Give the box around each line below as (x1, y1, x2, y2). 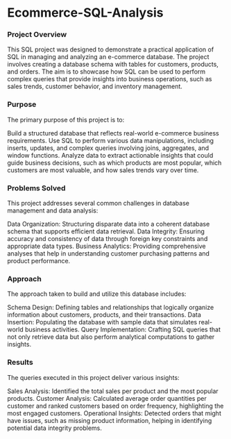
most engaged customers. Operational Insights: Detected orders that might (7, 408, 222, 417)
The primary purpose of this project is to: (7, 115, 125, 124)
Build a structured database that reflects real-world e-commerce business (7, 129, 220, 137)
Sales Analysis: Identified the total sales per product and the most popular (7, 387, 219, 395)
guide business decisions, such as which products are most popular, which (7, 158, 222, 167)
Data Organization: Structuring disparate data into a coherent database (7, 220, 210, 229)
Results (7, 358, 33, 367)
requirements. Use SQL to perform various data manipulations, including (7, 136, 214, 144)
